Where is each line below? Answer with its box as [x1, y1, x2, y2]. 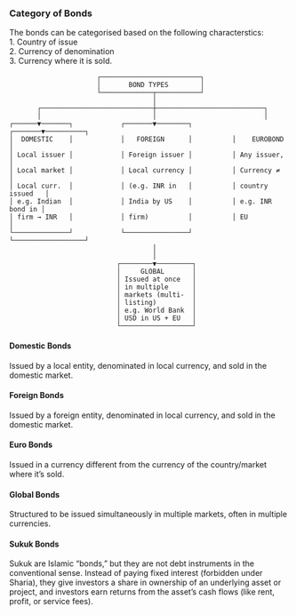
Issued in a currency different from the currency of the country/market [9, 459, 268, 469]
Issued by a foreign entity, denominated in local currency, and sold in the [9, 410, 276, 420]
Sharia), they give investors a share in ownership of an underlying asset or [9, 577, 282, 588]
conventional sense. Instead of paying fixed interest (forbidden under [9, 568, 263, 579]
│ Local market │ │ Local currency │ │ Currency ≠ [9, 166, 280, 175]
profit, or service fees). [9, 596, 93, 607]
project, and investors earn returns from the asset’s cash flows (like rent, [9, 587, 276, 597]
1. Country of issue [9, 36, 78, 47]
